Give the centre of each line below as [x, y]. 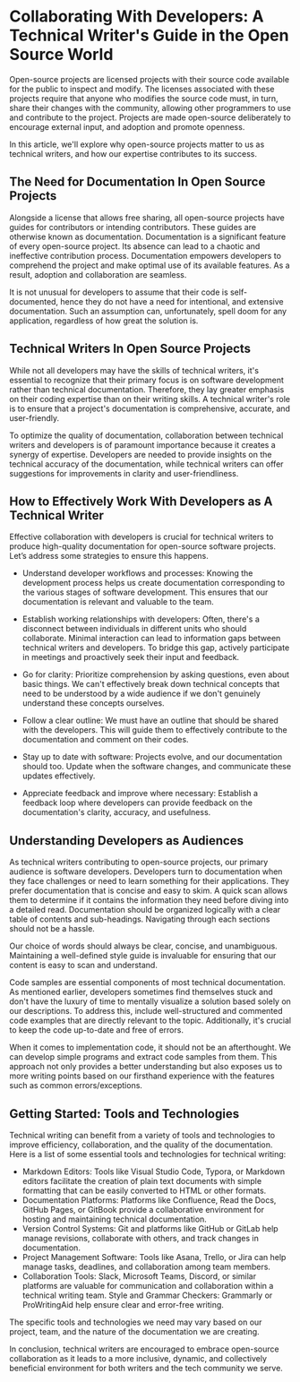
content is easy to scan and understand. [84, 966]
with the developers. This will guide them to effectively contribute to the [155, 730]
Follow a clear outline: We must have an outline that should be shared [150, 721]
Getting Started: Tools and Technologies [124, 1114]
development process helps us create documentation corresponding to [153, 583]
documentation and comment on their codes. [106, 740]
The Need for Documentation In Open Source [137, 182]
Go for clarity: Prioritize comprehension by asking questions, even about [155, 674]
